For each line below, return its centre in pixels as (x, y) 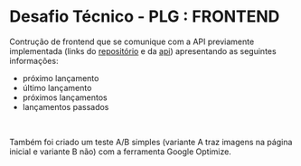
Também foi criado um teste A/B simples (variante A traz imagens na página (151, 142)
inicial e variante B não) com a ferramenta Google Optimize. (121, 152)
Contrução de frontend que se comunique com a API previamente (132, 41)
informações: (34, 60)
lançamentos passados (66, 106)
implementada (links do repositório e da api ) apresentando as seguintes (143, 51)
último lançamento (57, 88)
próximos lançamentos (65, 97)
